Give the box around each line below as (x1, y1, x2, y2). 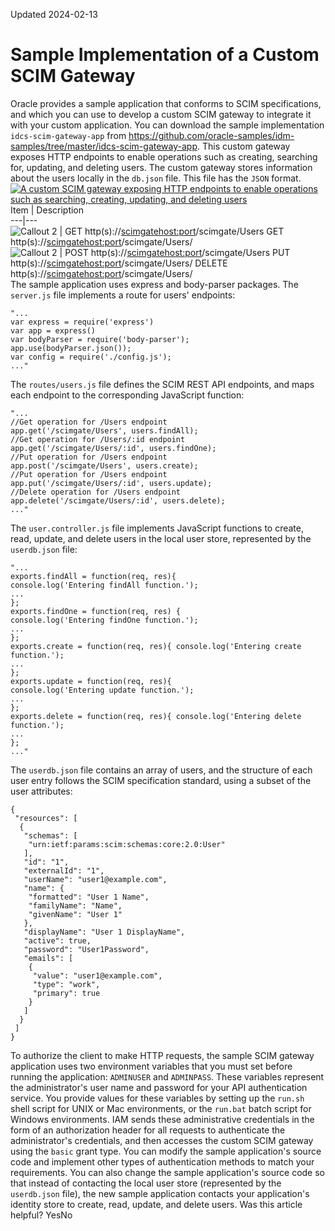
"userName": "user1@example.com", (23, 874, 168, 884)
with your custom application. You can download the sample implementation (10, 119, 325, 131)
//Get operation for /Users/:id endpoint (10, 434, 186, 444)
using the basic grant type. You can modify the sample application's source (10, 1145, 322, 1157)
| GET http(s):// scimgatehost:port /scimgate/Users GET (59, 225, 285, 237)
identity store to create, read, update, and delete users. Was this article (10, 1198, 303, 1210)
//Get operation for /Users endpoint (10, 417, 168, 427)
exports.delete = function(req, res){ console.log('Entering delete (10, 711, 302, 721)
